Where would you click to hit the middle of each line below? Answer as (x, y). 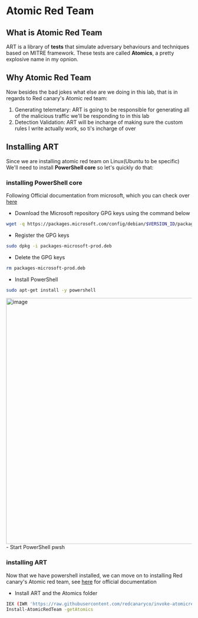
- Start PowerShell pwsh (36, 547)
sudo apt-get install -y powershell (51, 290)
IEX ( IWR (17, 604)
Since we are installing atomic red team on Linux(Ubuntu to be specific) (93, 161)
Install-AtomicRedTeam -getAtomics (50, 609)
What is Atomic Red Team (54, 33)
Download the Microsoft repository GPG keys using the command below (102, 213)
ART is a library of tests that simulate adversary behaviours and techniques (98, 47)
